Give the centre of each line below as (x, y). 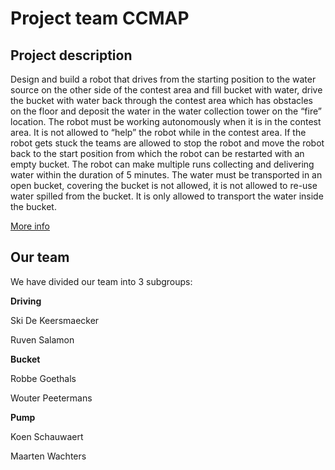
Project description (71, 55)
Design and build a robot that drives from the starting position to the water (163, 79)
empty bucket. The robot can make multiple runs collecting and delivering (162, 164)
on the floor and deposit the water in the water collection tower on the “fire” (166, 111)
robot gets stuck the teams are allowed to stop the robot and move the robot (167, 143)
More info (30, 226)
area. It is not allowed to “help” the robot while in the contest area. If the (158, 132)
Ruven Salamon (42, 339)
